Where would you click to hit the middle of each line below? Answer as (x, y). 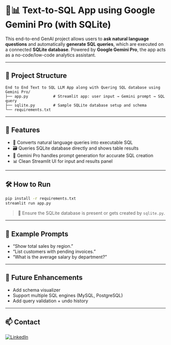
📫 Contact (23, 322)
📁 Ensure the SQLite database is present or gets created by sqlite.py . (91, 213)
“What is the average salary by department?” (60, 257)
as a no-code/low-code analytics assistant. (51, 55)
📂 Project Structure (36, 76)
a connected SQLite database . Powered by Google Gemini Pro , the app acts (85, 49)
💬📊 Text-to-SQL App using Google (80, 10)
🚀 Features (23, 130)
